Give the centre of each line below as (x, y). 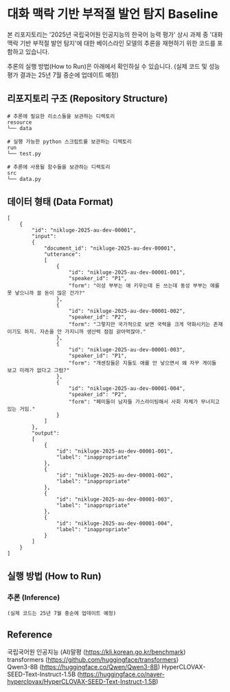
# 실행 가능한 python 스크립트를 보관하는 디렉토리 (69, 142)
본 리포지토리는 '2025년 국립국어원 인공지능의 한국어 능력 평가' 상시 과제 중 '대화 (115, 34)
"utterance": (62, 254)
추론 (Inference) (34, 597)
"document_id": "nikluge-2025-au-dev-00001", (110, 248)
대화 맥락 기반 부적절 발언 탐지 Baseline (113, 14)
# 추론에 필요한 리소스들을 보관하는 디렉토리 (61, 116)
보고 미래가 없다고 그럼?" (38, 370)
